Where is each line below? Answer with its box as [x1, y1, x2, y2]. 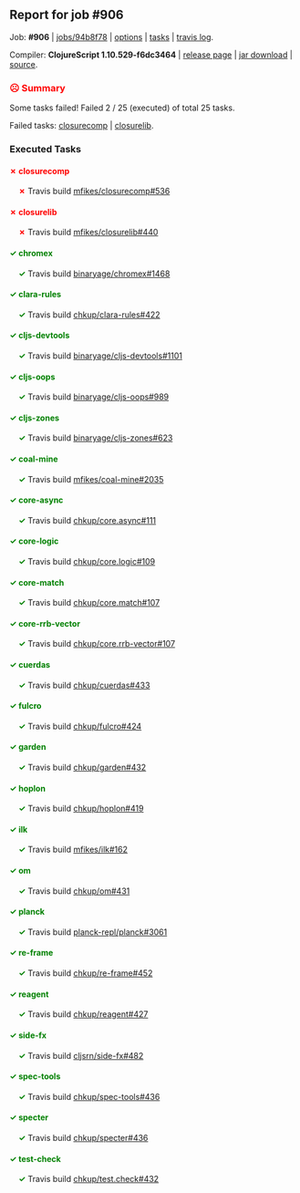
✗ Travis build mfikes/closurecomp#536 [17, 186, 171, 197]
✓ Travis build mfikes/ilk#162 [17, 844, 128, 856]
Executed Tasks [9, 143, 82, 156]
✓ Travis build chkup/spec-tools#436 [17, 1091, 160, 1102]
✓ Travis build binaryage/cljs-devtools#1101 [17, 350, 182, 361]
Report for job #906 [9, 7, 124, 23]
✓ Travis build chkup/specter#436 [17, 1132, 149, 1143]
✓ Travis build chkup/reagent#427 [17, 1009, 149, 1020]
